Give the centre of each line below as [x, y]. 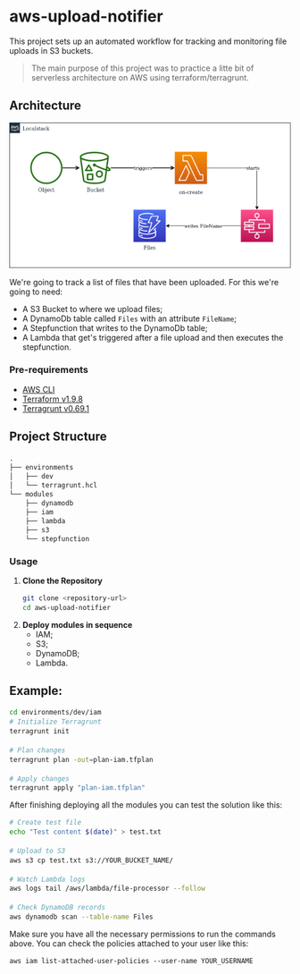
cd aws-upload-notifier [67, 607]
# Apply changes [39, 779]
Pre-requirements [49, 370]
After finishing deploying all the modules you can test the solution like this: [146, 805]
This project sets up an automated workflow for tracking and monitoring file [148, 41]
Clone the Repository [62, 580]
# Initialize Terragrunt [55, 722]
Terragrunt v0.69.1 [55, 408]
